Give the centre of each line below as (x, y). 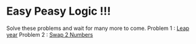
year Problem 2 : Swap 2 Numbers (50, 34)
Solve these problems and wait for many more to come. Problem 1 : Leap (98, 28)
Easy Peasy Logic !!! (59, 11)
